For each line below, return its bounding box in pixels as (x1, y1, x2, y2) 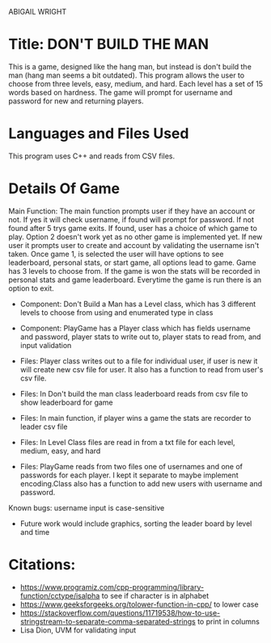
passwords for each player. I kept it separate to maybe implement (19, 470, 239, 480)
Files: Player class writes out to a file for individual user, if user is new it (19, 355, 258, 366)
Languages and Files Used (8, 124, 189, 143)
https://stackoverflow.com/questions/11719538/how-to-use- (19, 607, 221, 617)
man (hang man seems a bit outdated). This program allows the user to (8, 70, 245, 80)
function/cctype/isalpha (19, 590, 100, 600)
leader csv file (19, 422, 68, 431)
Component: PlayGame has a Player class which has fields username (19, 323, 251, 333)
